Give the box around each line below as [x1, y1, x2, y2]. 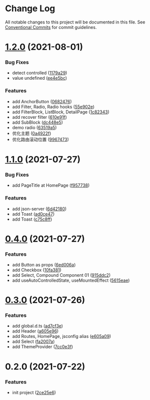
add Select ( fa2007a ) [12, 338, 55, 345]
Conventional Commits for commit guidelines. [5, 24, 97, 30]
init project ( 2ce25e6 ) [12, 389, 56, 395]
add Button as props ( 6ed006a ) [12, 262, 76, 267]
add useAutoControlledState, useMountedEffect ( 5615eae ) [12, 277, 130, 283]
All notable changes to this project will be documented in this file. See [5, 19, 146, 25]
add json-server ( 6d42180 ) [12, 206, 67, 212]
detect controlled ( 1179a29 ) [12, 70, 67, 76]
